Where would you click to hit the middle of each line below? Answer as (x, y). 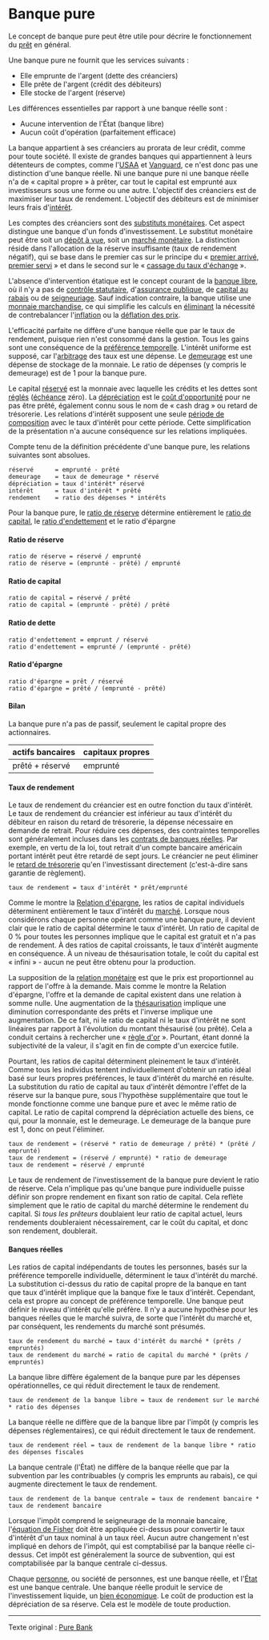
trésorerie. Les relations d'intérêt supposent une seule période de (116, 414)
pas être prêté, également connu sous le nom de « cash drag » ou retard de (133, 405)
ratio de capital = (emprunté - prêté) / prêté (89, 605)
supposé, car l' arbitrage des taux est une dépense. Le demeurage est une (130, 356)
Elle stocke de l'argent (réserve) (72, 92)
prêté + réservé (41, 766)
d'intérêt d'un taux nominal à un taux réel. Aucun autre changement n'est (129, 1537)
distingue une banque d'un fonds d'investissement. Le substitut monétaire (131, 231)
